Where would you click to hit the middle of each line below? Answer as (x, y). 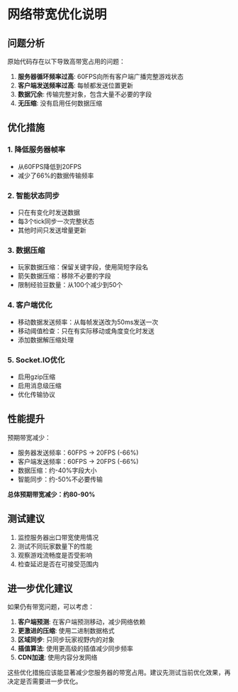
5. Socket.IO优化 (36, 359)
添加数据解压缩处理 (46, 340)
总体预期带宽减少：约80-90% (51, 494)
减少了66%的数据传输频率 (56, 175)
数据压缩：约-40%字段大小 (57, 470)
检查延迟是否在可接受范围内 (58, 564)
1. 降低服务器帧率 (36, 150)
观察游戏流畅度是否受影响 (55, 555)
